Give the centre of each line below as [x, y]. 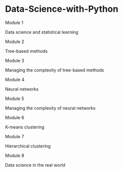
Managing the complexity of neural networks [50, 108]
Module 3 [15, 60]
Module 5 [15, 98]
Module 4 [15, 79]
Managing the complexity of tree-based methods [55, 70]
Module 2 [15, 41]
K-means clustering [25, 127]
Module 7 [15, 136]
